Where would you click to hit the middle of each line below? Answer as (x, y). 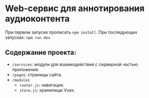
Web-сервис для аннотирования (75, 8)
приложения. (26, 69)
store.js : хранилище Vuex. (47, 90)
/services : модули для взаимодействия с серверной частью (75, 64)
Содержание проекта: (41, 53)
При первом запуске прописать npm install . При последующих (71, 32)
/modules (21, 80)
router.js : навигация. (42, 85)
